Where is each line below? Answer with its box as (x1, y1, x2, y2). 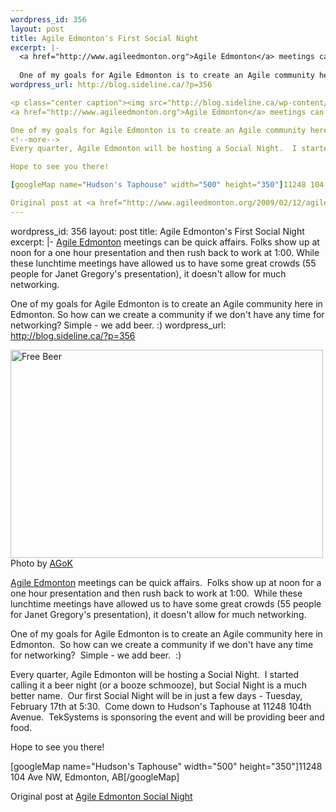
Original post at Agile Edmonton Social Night (10, 790, 193, 802)
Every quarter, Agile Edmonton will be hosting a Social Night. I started (10, 668, 300, 680)
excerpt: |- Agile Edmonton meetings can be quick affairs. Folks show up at (10, 236, 320, 248)
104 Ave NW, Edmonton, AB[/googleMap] (10, 771, 180, 783)
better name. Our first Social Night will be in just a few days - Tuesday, (10, 689, 303, 701)
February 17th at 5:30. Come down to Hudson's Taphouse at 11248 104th (10, 700, 312, 712)
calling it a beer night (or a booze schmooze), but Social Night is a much (10, 679, 308, 691)
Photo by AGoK (10, 557, 73, 569)
